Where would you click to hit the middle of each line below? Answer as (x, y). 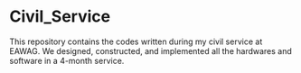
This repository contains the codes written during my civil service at (136, 41)
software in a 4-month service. (67, 60)
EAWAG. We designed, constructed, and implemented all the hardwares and (150, 50)
